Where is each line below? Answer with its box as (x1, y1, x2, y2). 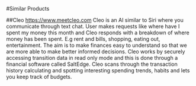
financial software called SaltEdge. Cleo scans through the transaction (6, 60, 178, 68)
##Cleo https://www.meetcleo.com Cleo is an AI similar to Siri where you (6, 17, 184, 23)
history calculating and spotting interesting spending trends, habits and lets (6, 67, 190, 74)
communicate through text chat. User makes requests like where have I (6, 23, 180, 30)
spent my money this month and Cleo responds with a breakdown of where (6, 29, 189, 36)
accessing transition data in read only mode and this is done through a (6, 55, 178, 61)
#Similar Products (6, 5, 50, 12)
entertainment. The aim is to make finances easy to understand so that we (6, 42, 188, 49)
